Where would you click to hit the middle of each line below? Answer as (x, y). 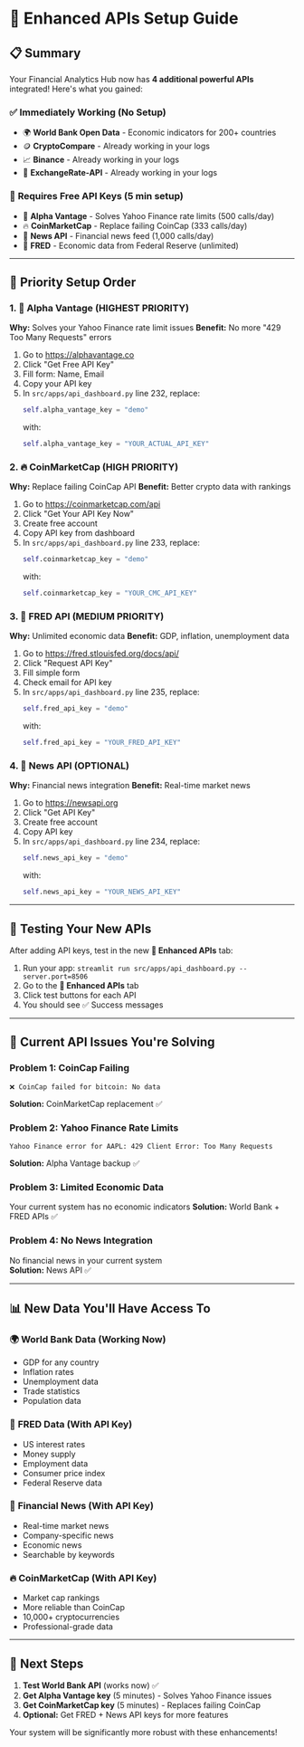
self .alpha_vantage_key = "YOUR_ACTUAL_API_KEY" (116, 444)
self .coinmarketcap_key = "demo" (85, 559)
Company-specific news (68, 1535)
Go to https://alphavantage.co (78, 355)
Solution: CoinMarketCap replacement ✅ (86, 1103)
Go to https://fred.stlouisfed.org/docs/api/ (100, 654)
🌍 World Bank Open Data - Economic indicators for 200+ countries (149, 133)
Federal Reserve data (62, 1483)
